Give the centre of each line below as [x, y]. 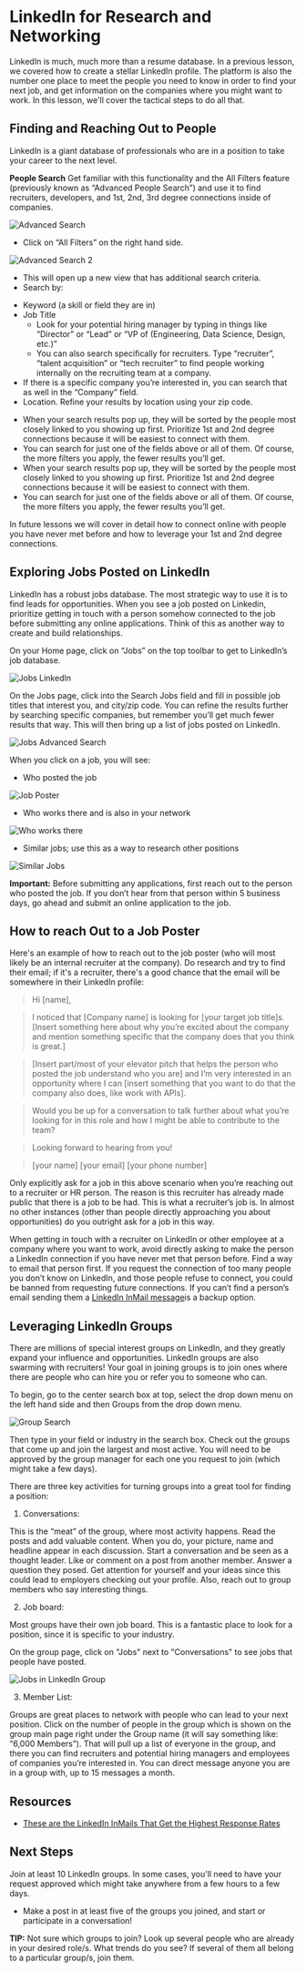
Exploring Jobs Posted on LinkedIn [110, 572]
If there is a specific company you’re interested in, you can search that [155, 382]
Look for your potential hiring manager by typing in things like [152, 324]
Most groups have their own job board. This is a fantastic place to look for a [151, 1625]
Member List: [47, 1697]
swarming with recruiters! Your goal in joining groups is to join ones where [148, 1367]
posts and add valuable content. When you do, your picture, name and [142, 1541]
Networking [56, 36]
